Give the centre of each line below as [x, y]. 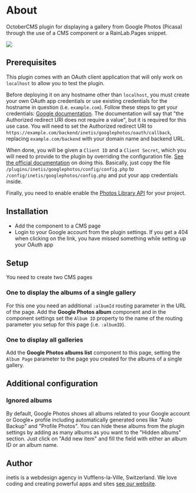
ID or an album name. [32, 445]
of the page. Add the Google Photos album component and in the [86, 312]
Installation [27, 211]
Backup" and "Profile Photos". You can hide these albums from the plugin [95, 426]
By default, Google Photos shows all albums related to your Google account [98, 413]
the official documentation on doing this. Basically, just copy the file [88, 163]
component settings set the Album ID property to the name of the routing [94, 318]
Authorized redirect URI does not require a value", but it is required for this [96, 119]
